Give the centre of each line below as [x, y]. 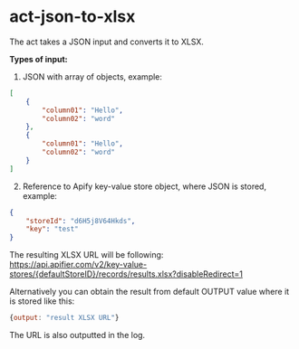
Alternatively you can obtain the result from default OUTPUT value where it [149, 292]
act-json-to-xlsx [72, 17]
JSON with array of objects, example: [92, 76]
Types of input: [39, 59]
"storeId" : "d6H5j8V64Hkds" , [81, 221]
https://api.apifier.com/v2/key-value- [78, 265]
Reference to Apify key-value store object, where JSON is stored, [145, 186]
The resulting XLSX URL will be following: [87, 255]
